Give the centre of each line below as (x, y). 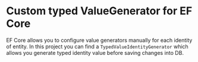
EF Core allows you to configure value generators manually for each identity (99, 40)
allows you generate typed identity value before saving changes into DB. (95, 52)
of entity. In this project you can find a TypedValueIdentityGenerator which (97, 46)
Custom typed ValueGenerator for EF (99, 11)
